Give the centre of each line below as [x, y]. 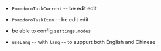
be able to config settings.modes [51, 31]
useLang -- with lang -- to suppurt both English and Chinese [83, 42]
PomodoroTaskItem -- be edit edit [50, 19]
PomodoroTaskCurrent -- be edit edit [54, 8]
